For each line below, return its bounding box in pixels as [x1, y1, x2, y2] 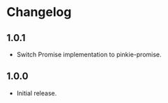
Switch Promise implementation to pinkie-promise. [16, 50, 162, 58]
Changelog [6, 4, 72, 20]
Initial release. [16, 88, 57, 97]
